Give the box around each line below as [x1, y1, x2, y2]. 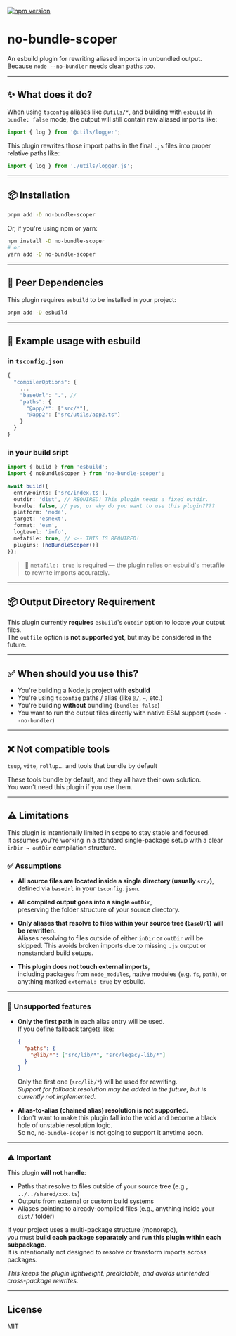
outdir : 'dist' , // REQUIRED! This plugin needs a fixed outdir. [13, 495, 209, 502]
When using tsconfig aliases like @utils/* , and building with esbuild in [7, 108, 213, 116]
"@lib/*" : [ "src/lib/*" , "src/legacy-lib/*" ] [30, 1051, 166, 1059]
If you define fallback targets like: [17, 1025, 114, 1033]
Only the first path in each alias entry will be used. [17, 1018, 165, 1026]
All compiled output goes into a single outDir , [17, 898, 152, 907]
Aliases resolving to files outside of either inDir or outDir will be [17, 934, 204, 942]
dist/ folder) [17, 1212, 55, 1221]
